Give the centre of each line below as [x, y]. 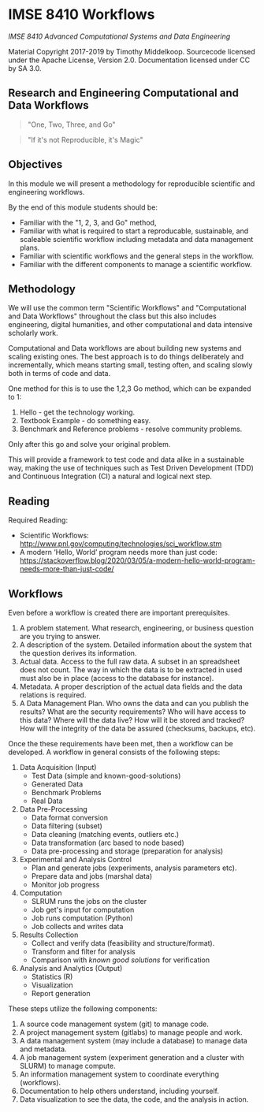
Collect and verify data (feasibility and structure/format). [123, 943]
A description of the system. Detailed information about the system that [136, 645]
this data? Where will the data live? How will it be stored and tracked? [132, 720]
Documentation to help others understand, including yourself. [119, 1091]
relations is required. [53, 695]
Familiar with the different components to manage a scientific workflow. [136, 264]
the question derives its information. [78, 653]
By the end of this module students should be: [83, 207]
